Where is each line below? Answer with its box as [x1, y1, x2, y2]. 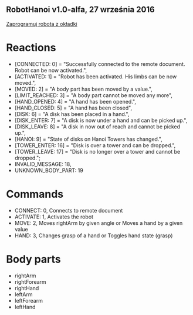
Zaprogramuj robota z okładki [6, 20, 77, 27]
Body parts [6, 253, 61, 266]
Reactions [6, 41, 56, 54]
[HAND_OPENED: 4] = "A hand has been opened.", [14, 98, 137, 105]
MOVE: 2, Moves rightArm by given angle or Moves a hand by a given [14, 219, 183, 226]
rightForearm [14, 278, 47, 285]
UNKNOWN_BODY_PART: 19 [14, 167, 83, 174]
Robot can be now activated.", [14, 67, 87, 74]
